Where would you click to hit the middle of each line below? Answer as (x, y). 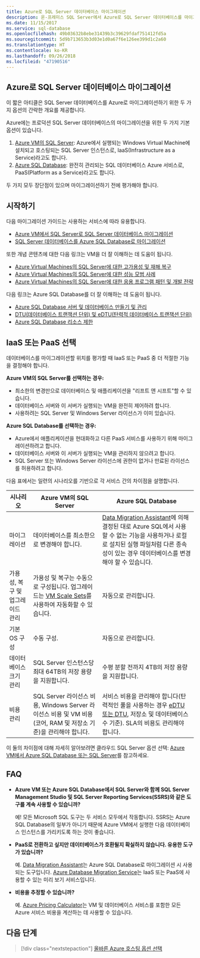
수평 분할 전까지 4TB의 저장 (139, 667)
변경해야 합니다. (61, 544)
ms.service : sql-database (38, 28)
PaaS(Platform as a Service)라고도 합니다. (65, 173)
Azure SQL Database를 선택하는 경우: (51, 425)
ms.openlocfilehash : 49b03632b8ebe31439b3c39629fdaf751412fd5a (86, 34)
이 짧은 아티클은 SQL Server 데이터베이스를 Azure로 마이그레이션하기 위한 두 (96, 102)
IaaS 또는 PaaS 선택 (41, 342)
